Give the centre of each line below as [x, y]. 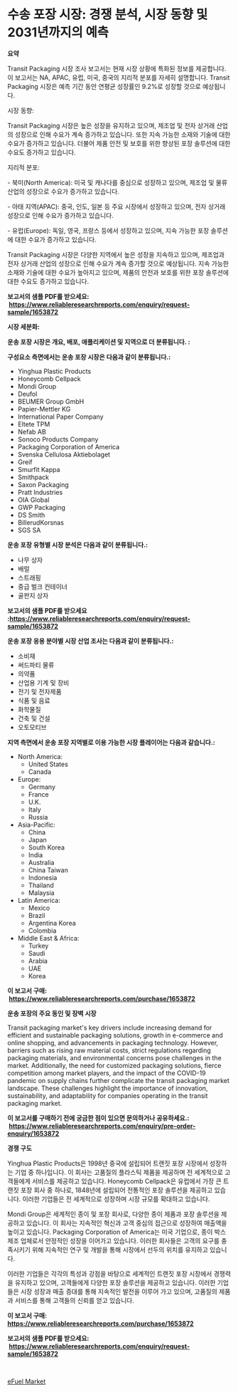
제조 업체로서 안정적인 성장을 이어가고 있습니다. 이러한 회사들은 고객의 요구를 [114, 1240]
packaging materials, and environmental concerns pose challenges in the [114, 1057]
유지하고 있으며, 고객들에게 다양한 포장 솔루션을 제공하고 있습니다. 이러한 [115, 1282]
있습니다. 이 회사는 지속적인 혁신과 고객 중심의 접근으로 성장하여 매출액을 [126, 1223]
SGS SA [29, 530]
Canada [40, 771]
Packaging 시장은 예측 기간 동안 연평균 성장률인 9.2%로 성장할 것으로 [104, 86]
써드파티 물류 [36, 665]
